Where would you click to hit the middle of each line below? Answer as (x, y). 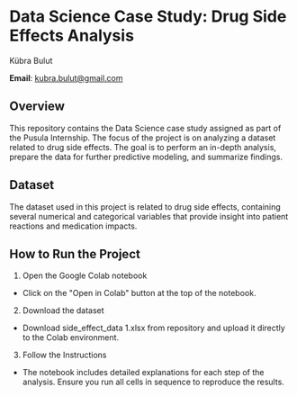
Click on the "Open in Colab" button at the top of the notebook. (139, 293)
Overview (37, 107)
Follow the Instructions (64, 355)
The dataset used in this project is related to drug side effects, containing (145, 207)
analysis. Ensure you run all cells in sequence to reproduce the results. (153, 382)
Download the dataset (63, 310)
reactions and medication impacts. (73, 226)
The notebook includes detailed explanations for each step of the (143, 373)
